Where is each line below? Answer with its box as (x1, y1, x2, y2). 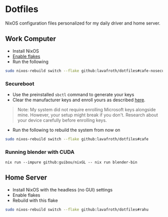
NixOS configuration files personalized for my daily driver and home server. (5, 20, 160, 26)
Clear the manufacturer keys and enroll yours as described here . (12, 97, 146, 103)
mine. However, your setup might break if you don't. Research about (17, 112, 158, 118)
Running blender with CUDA (5, 148, 75, 155)
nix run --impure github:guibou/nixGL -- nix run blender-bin (5, 160, 137, 165)
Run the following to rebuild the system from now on (12, 127, 120, 133)
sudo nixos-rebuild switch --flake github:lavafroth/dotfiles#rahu (5, 207, 149, 212)
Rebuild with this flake (12, 197, 58, 203)
